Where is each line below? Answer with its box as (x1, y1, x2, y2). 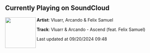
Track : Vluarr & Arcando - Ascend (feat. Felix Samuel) (36, 26, 146, 32)
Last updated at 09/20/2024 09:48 (36, 36, 107, 42)
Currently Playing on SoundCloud (5, 4, 110, 12)
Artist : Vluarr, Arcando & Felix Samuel (36, 17, 114, 23)
